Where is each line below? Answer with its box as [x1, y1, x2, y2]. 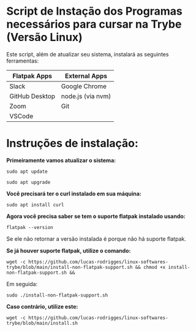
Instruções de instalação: [6, 137, 139, 151]
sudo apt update [6, 168, 48, 175]
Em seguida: [6, 280, 38, 287]
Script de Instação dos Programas [6, 4, 183, 18]
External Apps [65, 72, 108, 80]
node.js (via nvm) [61, 92, 111, 100]
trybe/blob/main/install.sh [6, 320, 78, 326]
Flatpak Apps [12, 72, 53, 80]
